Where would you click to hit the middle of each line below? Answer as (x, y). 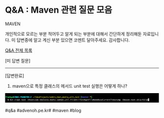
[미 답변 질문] (18, 60)
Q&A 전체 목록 (19, 50)
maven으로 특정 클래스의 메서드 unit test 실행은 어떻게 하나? (70, 86)
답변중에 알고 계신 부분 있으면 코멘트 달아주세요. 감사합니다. (73, 40)
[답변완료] (15, 76)
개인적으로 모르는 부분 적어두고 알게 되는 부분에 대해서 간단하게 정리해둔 (73, 34)
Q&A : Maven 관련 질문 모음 (59, 10)
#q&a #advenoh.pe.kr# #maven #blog (43, 111)
